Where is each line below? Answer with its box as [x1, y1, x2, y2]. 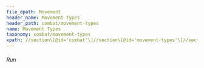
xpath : [6, 37, 23, 43]
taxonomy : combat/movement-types [6, 32, 91, 38]
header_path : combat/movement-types [6, 20, 99, 26]
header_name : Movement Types [6, 15, 80, 21]
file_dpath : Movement [6, 8, 61, 15]
